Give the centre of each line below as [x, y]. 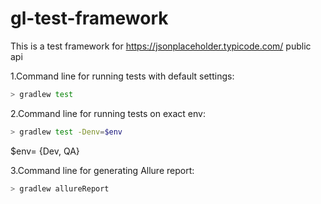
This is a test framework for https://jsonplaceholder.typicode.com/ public [161, 46]
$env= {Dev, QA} [45, 151]
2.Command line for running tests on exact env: [108, 113]
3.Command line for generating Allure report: [102, 170]
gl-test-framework [89, 18]
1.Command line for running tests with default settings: [122, 76]
